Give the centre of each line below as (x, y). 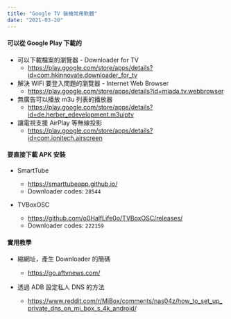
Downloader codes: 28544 (64, 191)
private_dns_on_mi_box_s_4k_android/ (82, 309)
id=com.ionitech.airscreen (65, 138)
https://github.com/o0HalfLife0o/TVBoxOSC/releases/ (105, 218)
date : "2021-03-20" (35, 20)
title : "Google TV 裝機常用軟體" (52, 14)
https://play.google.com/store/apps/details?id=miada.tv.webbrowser (126, 91)
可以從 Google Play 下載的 (44, 43)
